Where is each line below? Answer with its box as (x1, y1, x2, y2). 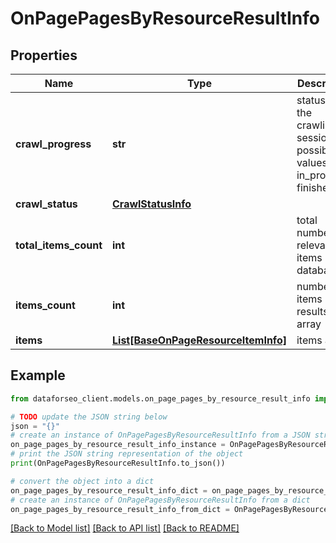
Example (10, 367, 66, 384)
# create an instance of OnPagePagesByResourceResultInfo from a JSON (10, 430, 311, 441)
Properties (10, 47, 78, 64)
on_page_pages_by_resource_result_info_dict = (10, 485, 208, 496)
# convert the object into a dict (10, 476, 155, 486)
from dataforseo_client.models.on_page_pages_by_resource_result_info (10, 393, 311, 404)
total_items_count (15, 238, 103, 252)
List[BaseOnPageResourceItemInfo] (112, 333, 287, 347)
